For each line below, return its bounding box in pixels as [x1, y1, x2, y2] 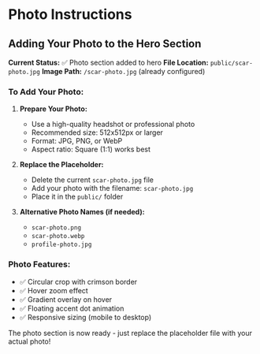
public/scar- [210, 59, 254, 67]
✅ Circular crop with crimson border [19, 277, 138, 286]
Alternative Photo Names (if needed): [19, 207, 145, 217]
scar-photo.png [31, 224, 81, 232]
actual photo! [8, 337, 51, 346]
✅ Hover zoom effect [19, 285, 88, 295]
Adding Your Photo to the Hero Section [8, 37, 202, 50]
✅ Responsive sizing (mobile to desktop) [19, 312, 152, 322]
